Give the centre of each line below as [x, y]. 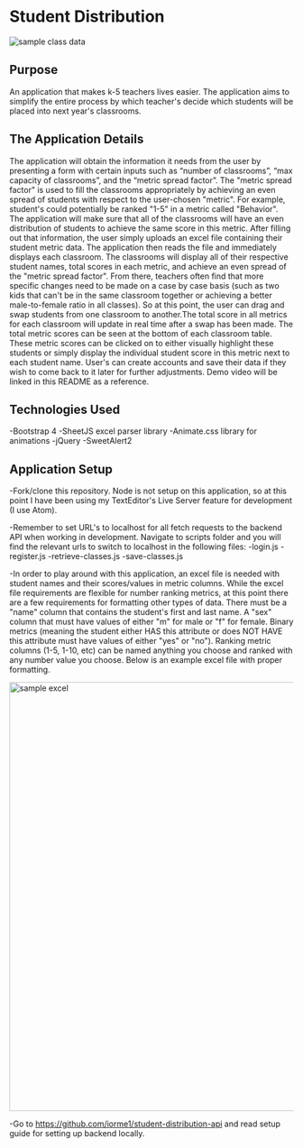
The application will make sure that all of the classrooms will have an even [147, 218]
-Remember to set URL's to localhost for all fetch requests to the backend [146, 528]
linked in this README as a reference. [79, 381]
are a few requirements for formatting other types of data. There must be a [148, 602]
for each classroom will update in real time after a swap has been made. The [151, 324]
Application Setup [61, 469]
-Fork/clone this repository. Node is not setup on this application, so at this [148, 491]
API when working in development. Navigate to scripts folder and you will [145, 537]
